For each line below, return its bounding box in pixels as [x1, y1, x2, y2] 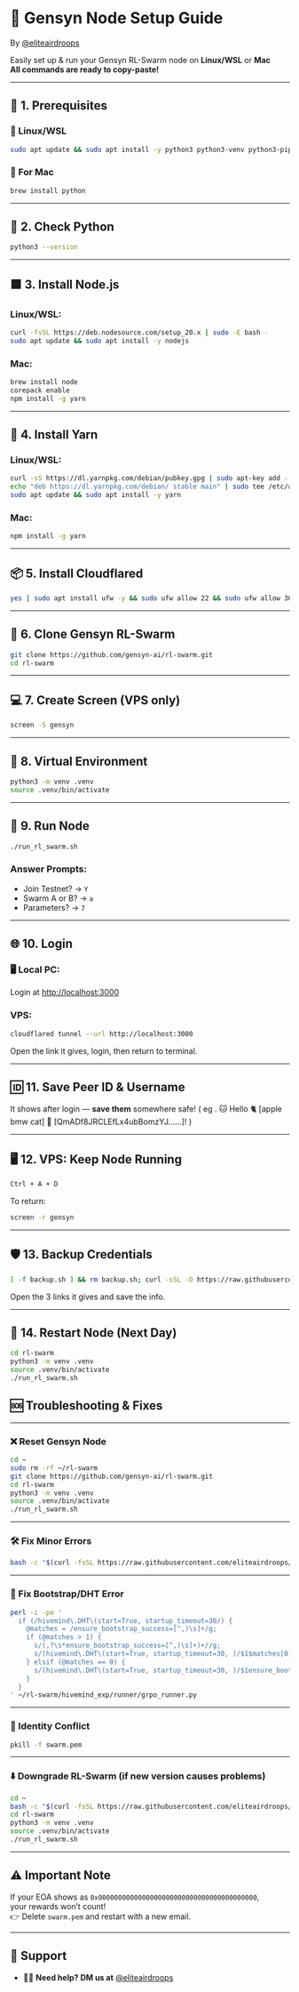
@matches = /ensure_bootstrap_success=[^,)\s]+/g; [26, 1625, 217, 1634]
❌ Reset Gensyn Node [10, 1435, 107, 1448]
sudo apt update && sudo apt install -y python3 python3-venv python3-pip [10, 145, 293, 154]
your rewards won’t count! [10, 1900, 106, 1911]
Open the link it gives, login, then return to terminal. [10, 1045, 198, 1056]
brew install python [10, 186, 87, 195]
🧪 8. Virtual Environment [10, 753, 148, 768]
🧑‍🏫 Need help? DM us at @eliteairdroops [22, 1972, 174, 1982]
